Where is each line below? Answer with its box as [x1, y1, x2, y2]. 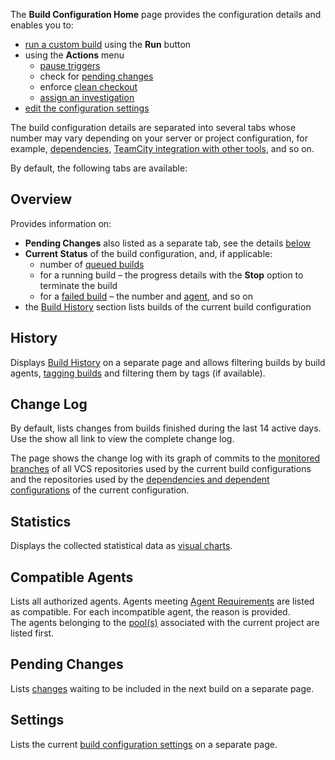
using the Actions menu [24, 49, 125, 61]
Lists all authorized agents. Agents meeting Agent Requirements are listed [10, 595, 315, 608]
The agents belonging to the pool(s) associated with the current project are [10, 617, 320, 629]
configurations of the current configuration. [10, 484, 190, 496]
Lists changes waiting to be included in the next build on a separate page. [10, 682, 315, 694]
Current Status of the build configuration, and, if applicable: [24, 247, 273, 259]
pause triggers [39, 60, 101, 71]
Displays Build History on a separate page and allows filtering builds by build [10, 356, 326, 368]
